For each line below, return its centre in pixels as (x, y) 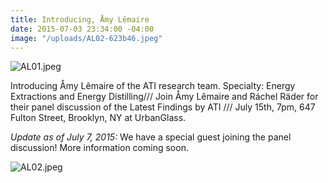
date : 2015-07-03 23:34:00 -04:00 (82, 29)
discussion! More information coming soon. (99, 148)
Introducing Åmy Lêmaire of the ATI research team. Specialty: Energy (153, 86)
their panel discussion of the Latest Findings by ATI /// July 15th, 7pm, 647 (163, 107)
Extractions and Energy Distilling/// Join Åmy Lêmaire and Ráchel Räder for (164, 97)
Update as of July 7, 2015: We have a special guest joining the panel (151, 137)
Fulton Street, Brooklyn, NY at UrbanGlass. (98, 118)
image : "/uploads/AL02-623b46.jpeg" (86, 38)
